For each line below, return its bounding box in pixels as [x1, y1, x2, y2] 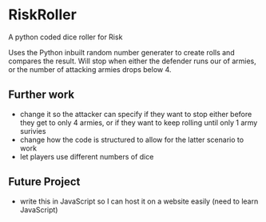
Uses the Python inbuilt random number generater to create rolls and [8, 47, 235, 57]
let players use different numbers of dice [19, 151, 154, 161]
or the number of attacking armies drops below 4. [8, 64, 172, 74]
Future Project [8, 175, 81, 189]
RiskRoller [8, 6, 77, 24]
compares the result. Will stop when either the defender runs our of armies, [8, 56, 257, 66]
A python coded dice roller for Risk [8, 32, 123, 42]
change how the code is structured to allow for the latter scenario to [19, 135, 244, 144]
